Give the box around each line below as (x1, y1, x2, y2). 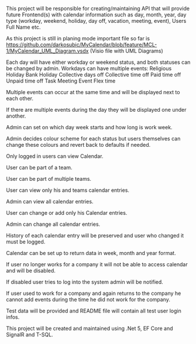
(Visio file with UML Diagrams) (90, 47, 164, 54)
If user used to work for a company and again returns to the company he (6, 290, 181, 297)
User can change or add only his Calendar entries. (6, 209, 128, 216)
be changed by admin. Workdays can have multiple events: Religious (6, 65, 172, 72)
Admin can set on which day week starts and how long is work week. (6, 124, 173, 130)
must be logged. (6, 238, 46, 245)
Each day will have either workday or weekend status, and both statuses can (6, 59, 191, 66)
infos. (6, 314, 20, 321)
